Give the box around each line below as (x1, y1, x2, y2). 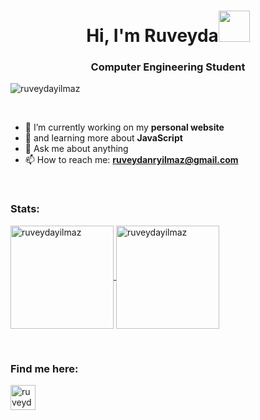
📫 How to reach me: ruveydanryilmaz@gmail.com (24, 154, 239, 166)
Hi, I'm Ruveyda (86, 25, 219, 47)
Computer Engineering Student (90, 60, 246, 74)
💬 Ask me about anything (24, 143, 129, 155)
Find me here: (10, 361, 79, 375)
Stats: (10, 202, 40, 216)
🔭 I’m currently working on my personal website (24, 121, 225, 134)
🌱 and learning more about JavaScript (24, 132, 183, 144)
